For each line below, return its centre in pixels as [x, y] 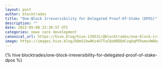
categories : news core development [41, 32]
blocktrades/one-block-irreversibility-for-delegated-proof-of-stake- [90, 55]
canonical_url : [20, 37]
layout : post [18, 9]
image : [12, 41]
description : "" [21, 23]
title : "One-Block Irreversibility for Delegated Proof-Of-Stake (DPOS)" [81, 18]
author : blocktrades [26, 14]
